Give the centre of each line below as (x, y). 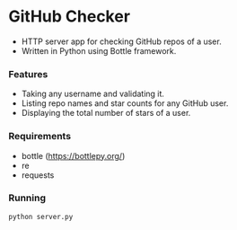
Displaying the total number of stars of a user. (106, 113)
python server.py (41, 217)
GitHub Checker (70, 17)
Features (28, 74)
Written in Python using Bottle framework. (99, 50)
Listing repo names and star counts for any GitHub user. (125, 103)
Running (27, 198)
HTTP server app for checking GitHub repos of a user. (121, 41)
